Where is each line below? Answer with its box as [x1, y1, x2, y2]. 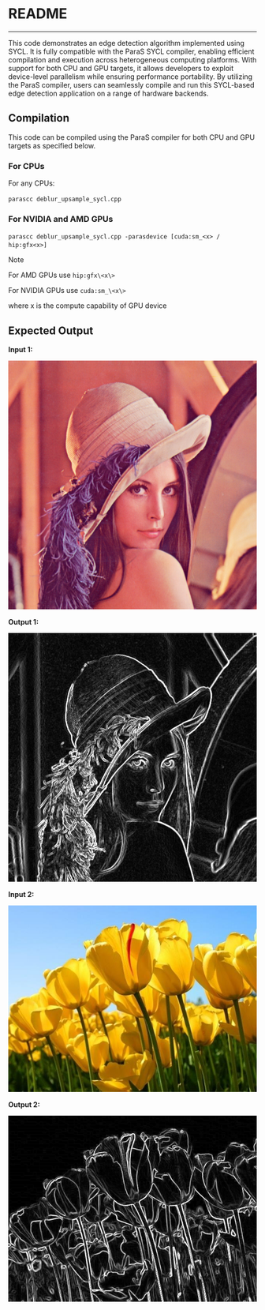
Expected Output [8, 324, 94, 337]
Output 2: [8, 1099, 41, 1109]
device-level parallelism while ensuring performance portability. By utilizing [8, 72, 253, 81]
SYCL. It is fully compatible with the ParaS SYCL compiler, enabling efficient [8, 47, 255, 56]
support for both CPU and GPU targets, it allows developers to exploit [8, 63, 234, 73]
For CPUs [8, 160, 45, 171]
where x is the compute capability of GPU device [8, 301, 167, 310]
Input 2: [8, 890, 35, 899]
